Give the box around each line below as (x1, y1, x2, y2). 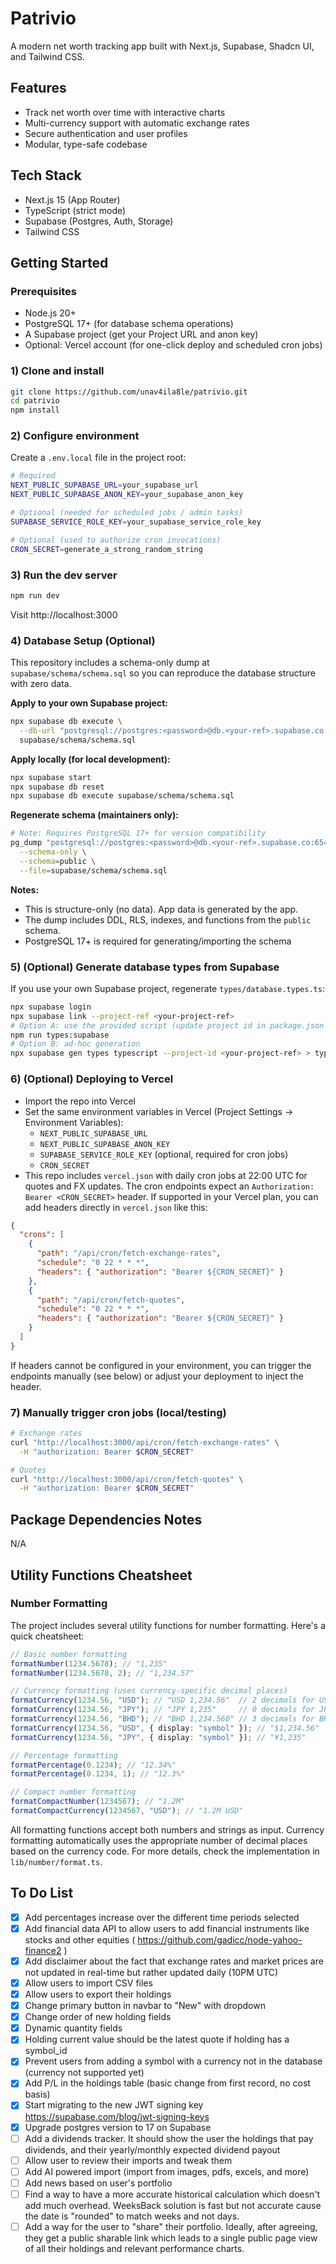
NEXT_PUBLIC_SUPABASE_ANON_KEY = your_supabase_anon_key (10, 490, 244, 500)
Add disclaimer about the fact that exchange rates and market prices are (24, 1955, 324, 1967)
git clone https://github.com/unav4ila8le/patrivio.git (10, 387, 248, 397)
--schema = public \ (19, 856, 97, 866)
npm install (10, 405, 60, 416)
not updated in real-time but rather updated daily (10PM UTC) (24, 1966, 279, 1978)
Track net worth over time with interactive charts (24, 106, 226, 118)
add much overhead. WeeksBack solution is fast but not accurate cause (24, 2199, 322, 2211)
